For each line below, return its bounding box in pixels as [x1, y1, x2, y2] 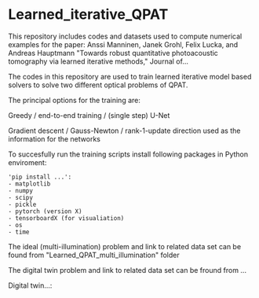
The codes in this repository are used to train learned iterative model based [8, 72, 252, 81]
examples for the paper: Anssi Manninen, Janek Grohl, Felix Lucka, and [8, 39, 239, 49]
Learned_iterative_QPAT [8, 6, 169, 24]
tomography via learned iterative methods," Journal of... [8, 57, 188, 66]
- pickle [8, 201, 37, 208]
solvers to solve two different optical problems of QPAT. [8, 80, 188, 90]
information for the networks [8, 134, 100, 143]
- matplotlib [8, 179, 51, 188]
